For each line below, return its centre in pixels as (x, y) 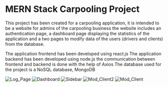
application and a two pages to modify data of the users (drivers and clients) (84, 39)
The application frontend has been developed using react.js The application (83, 54)
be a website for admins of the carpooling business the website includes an (83, 28)
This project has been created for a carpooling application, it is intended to (82, 23)
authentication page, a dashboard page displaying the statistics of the (77, 33)
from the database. (25, 44)
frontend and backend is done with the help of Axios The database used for (83, 64)
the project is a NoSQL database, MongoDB (50, 69)
